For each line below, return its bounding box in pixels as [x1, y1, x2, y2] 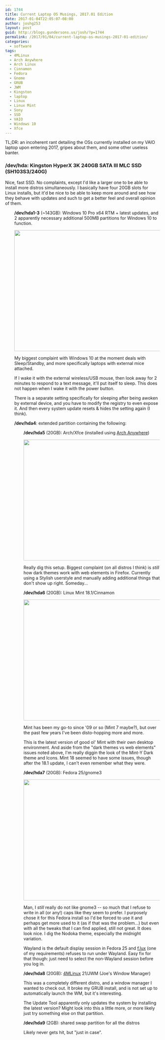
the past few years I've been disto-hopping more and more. [24, 730, 144, 735]
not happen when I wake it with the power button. [14, 385, 114, 391]
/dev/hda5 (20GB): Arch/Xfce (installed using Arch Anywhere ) [24, 429, 150, 435]
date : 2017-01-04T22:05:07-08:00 [5, 16, 74, 21]
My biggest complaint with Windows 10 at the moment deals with [14, 355, 146, 361]
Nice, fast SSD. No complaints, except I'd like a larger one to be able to [5, 179, 148, 185]
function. [14, 220, 33, 226]
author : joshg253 [5, 21, 41, 26]
